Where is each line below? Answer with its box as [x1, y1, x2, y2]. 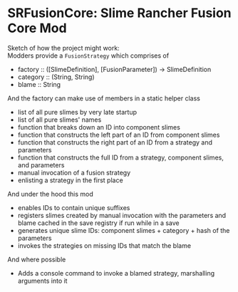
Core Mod [7, 20, 67, 36]
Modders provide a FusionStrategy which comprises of [7, 51, 170, 60]
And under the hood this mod [7, 189, 94, 198]
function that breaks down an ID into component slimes [17, 122, 180, 131]
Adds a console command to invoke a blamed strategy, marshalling [17, 268, 215, 277]
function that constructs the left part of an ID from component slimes [17, 130, 220, 139]
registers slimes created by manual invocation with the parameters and [17, 211, 227, 219]
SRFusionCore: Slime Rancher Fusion [7, 5, 232, 21]
